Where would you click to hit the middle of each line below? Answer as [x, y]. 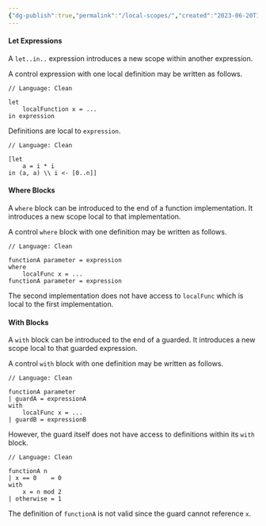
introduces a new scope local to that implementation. [95, 217]
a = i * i [39, 166]
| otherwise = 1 [35, 499]
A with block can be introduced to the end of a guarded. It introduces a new [132, 340]
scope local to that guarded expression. [73, 349]
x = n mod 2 [42, 492]
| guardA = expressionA [47, 399]
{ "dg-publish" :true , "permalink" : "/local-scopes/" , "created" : [111, 15]
